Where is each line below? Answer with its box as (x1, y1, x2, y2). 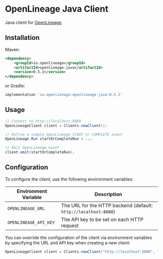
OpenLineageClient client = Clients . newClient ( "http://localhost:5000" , (5, 249, 155, 254)
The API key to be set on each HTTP (61, 216, 144, 222)
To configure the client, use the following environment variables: (5, 176, 133, 182)
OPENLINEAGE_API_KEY (7, 220, 55, 225)
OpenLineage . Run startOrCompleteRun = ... (5, 136, 92, 142)
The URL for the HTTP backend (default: (61, 202, 153, 209)
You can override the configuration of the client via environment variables (5, 235, 152, 240)
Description (94, 191, 122, 198)
